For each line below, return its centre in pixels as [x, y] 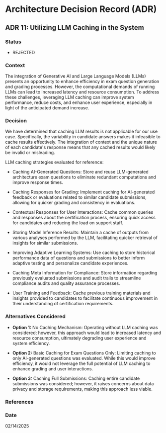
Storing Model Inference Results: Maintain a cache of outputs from [81, 233]
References [19, 402]
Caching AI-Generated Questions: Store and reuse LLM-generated [81, 172]
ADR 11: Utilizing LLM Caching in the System [75, 28]
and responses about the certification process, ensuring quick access [84, 218]
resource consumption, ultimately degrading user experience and [79, 338]
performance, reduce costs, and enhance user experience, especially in [79, 102]
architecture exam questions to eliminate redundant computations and [84, 177]
